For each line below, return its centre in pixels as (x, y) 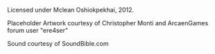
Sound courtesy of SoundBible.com (58, 43)
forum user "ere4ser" (38, 30)
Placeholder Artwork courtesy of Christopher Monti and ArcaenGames (108, 23)
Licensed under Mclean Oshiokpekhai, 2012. (71, 10)
